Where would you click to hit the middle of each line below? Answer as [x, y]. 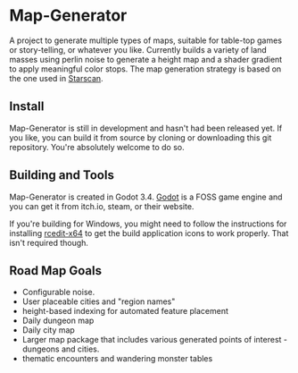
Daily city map [49, 330]
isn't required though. [49, 242]
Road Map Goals [56, 271]
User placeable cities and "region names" [99, 301]
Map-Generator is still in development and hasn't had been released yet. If [146, 128]
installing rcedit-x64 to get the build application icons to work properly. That [149, 233]
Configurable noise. [58, 292]
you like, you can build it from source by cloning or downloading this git [141, 137]
